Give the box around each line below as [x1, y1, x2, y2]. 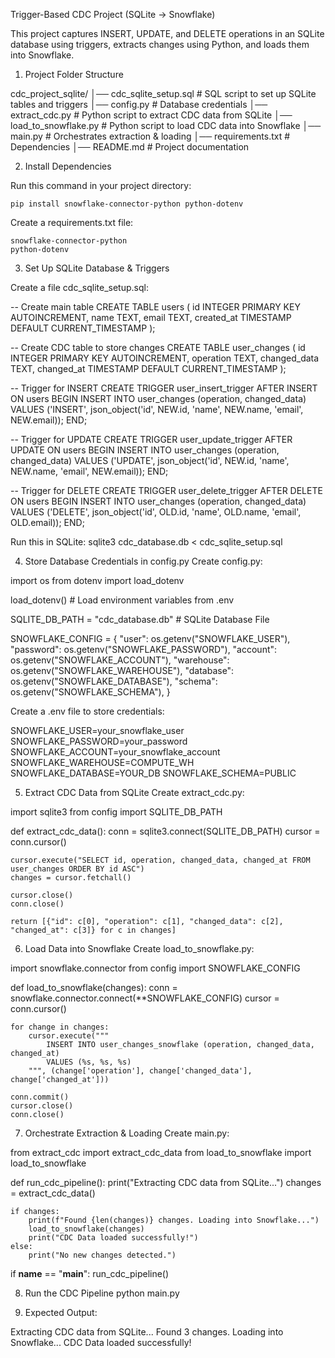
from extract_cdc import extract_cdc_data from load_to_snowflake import [10, 1147, 312, 1158]
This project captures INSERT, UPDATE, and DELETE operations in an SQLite [10, 28, 325, 39]
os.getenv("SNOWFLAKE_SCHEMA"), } [10, 686, 171, 698]
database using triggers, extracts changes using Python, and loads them [10, 39, 310, 50]
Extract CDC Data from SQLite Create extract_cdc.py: [24, 787, 245, 798]
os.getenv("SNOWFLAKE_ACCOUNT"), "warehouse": [10, 654, 230, 666]
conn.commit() [10, 1092, 70, 1102]
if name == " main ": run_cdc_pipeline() [10, 1268, 170, 1279]
